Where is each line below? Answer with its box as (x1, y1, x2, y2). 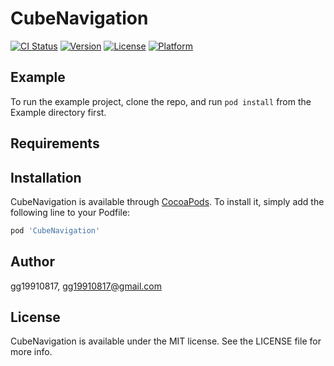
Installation (10, 169, 82, 186)
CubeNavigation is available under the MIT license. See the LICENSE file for (10, 335, 322, 347)
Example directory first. (10, 106, 107, 118)
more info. (10, 346, 53, 358)
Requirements (10, 135, 100, 152)
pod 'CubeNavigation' (10, 225, 101, 236)
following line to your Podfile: (10, 206, 131, 218)
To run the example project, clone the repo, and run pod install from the (10, 95, 312, 107)
